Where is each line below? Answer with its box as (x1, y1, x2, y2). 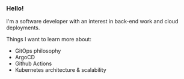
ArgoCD (14, 54, 35, 61)
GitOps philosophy (14, 47, 61, 54)
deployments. (6, 24, 40, 31)
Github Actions (14, 60, 52, 67)
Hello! (6, 4, 24, 13)
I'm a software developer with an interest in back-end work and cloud (6, 18, 179, 25)
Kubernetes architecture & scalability (14, 66, 106, 74)
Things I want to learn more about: (6, 36, 92, 43)
